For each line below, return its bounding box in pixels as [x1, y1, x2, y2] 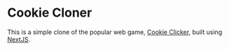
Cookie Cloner [7, 5, 92, 21]
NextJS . [7, 35, 30, 43]
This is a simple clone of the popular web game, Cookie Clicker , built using [7, 28, 223, 36]
